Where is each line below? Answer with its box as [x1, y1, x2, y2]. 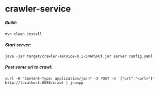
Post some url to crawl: [5, 64, 53, 70]
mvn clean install [5, 32, 42, 37]
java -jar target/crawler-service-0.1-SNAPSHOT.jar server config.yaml [5, 54, 153, 59]
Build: [5, 19, 17, 25]
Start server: [5, 42, 32, 48]
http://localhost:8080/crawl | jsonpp [5, 80, 83, 85]
